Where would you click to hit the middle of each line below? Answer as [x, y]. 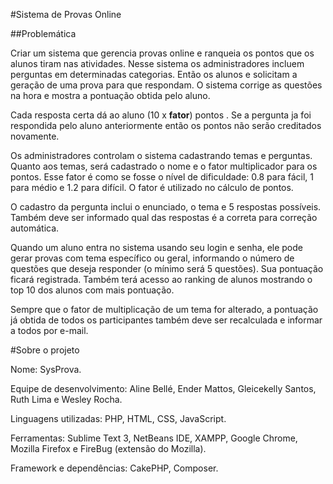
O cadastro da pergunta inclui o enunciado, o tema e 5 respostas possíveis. [166, 207]
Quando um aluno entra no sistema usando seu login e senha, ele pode [156, 247]
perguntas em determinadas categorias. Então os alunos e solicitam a [154, 74]
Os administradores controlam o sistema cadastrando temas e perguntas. [161, 155]
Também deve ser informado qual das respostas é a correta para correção [164, 217]
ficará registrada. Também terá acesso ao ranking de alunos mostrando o [161, 279]
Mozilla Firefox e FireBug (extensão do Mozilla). [108, 448]
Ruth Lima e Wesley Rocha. [66, 399]
